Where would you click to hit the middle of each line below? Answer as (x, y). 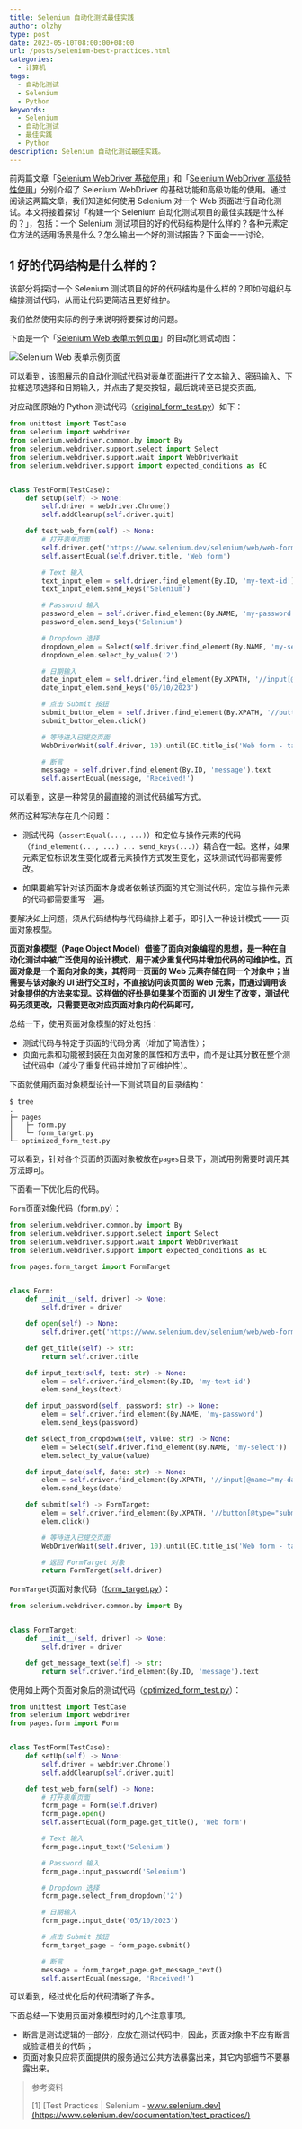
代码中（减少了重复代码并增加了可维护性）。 (111, 1066)
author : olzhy (36, 26)
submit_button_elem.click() (94, 720)
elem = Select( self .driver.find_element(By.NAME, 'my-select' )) (164, 1447)
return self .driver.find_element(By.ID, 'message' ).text (150, 1671)
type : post (30, 34)
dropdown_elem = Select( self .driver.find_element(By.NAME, (155, 647)
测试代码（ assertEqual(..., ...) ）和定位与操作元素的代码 (132, 835)
